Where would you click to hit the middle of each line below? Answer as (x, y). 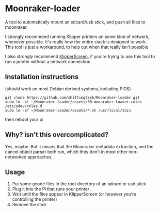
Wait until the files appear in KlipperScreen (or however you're (74, 194)
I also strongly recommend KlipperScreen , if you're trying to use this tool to (80, 56)
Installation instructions (42, 77)
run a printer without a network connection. (48, 61)
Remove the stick (29, 205)
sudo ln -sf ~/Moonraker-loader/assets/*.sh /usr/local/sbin (68, 110)
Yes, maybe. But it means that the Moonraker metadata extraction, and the (79, 146)
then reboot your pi (24, 119)
